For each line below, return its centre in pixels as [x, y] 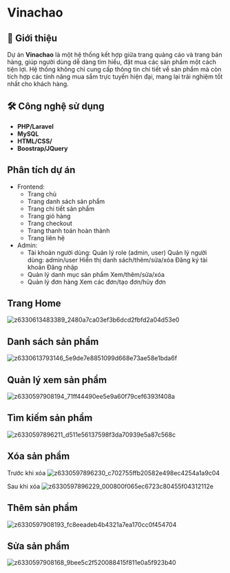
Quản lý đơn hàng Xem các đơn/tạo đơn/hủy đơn [97, 282]
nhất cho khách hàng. [38, 84]
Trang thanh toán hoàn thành [69, 230]
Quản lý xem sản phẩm [57, 380]
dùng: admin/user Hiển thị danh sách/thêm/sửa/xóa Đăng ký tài [117, 260]
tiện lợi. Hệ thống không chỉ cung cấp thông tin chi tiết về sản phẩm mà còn [114, 69]
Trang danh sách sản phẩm [66, 201]
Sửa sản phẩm [39, 546]
